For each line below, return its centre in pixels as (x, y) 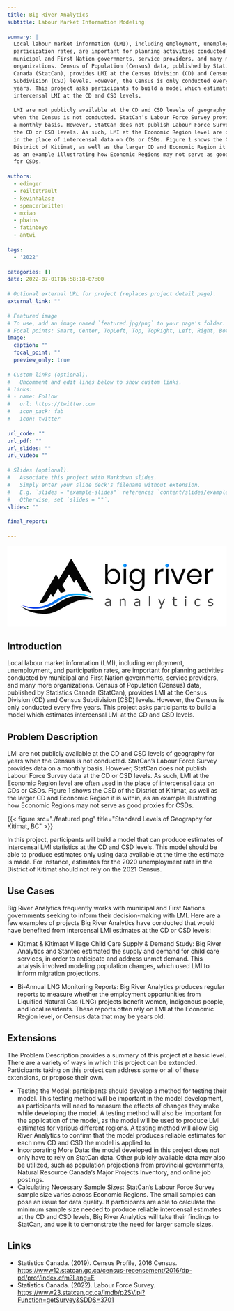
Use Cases (31, 891)
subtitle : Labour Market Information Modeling (76, 22)
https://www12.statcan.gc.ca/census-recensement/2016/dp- (105, 1270)
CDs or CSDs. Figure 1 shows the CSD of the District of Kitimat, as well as (112, 791)
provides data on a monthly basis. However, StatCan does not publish (107, 768)
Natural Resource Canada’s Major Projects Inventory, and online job (114, 1172)
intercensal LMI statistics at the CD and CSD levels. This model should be (112, 847)
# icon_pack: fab (36, 412)
